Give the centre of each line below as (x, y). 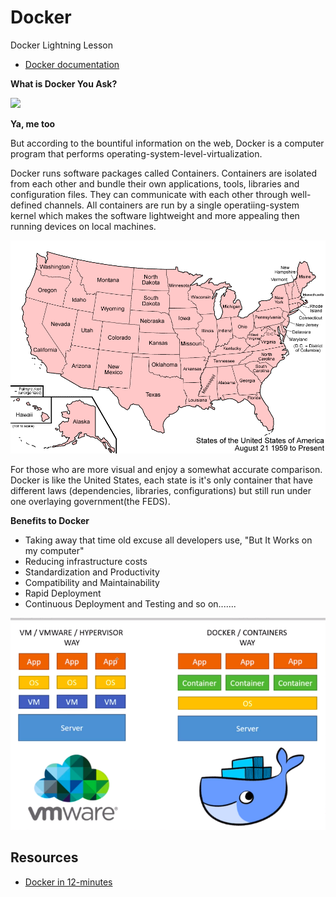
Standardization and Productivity (92, 572)
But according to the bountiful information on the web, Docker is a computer (167, 143)
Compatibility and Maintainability (92, 583)
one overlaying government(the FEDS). (90, 502)
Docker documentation (72, 64)
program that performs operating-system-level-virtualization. (136, 153)
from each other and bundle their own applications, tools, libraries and (155, 183)
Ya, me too (33, 123)
